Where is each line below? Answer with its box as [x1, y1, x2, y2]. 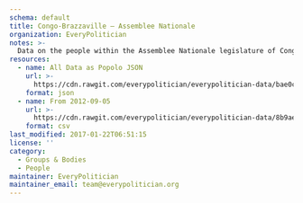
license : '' [9, 138, 54, 147]
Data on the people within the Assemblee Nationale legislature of [17, 47, 277, 56]
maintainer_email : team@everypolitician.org [9, 181, 179, 190]
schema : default [9, 13, 70, 22]
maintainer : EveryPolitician [9, 172, 119, 181]
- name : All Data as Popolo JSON [17, 64, 143, 73]
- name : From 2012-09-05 [17, 96, 111, 106]
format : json [25, 88, 75, 97]
